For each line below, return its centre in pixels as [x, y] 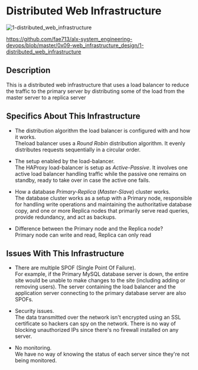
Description [28, 71]
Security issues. [34, 311]
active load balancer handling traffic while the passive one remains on [100, 173]
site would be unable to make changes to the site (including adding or [100, 281]
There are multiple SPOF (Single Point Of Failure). [75, 268]
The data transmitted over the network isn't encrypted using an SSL [98, 318]
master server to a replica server [46, 97]
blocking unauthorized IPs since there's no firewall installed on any [97, 330]
